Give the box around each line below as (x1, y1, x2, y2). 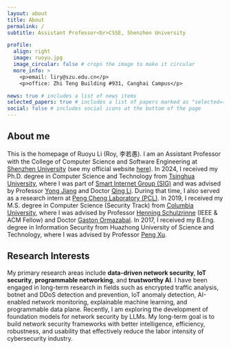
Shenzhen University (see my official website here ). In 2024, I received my (7, 164, 219, 172)
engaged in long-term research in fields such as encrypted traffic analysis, (7, 283, 219, 291)
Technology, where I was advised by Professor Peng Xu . (7, 230, 167, 238)
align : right (13, 48, 51, 55)
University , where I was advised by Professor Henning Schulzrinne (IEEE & (7, 208, 218, 216)
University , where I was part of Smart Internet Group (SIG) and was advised (7, 179, 221, 188)
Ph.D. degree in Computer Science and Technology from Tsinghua (7, 172, 195, 180)
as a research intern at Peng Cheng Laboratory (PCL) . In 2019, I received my (7, 194, 223, 202)
